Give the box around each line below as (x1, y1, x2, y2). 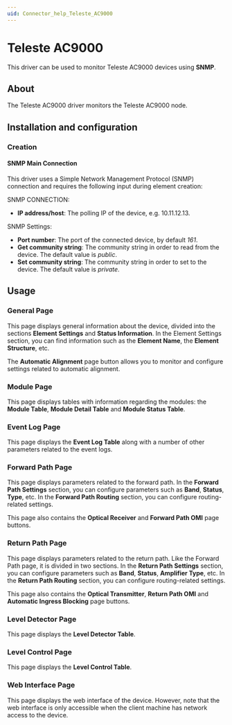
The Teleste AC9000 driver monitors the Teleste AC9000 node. (7, 101, 188, 109)
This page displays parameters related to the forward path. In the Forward (7, 478, 220, 487)
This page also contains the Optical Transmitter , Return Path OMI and (7, 589, 209, 598)
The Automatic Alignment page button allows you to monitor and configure (7, 357, 224, 366)
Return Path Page (7, 538, 67, 548)
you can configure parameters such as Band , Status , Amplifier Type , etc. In (7, 569, 225, 577)
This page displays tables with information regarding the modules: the (7, 397, 206, 406)
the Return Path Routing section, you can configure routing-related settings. (7, 576, 226, 584)
